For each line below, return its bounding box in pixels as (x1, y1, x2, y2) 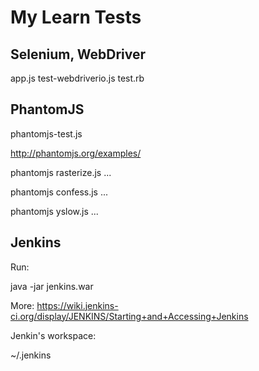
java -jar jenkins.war (10, 280, 94, 292)
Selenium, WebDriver (10, 46, 147, 63)
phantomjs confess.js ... (10, 186, 109, 198)
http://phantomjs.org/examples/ (10, 147, 142, 159)
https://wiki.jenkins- (36, 299, 119, 311)
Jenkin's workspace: (10, 329, 97, 341)
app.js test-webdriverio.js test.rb (10, 72, 145, 84)
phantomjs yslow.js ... (10, 205, 99, 217)
